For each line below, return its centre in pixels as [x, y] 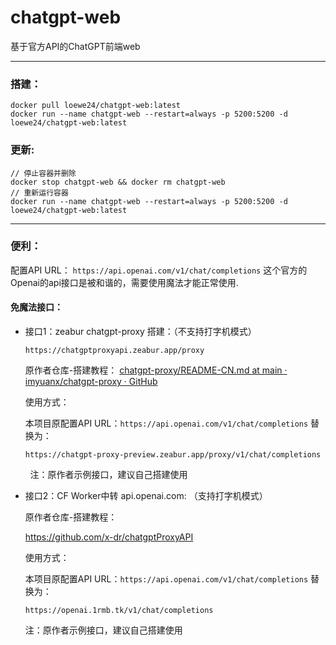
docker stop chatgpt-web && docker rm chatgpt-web [118, 182]
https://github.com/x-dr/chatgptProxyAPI [109, 537]
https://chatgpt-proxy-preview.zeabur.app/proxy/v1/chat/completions [173, 455]
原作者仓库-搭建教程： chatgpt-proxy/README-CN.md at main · [156, 370]
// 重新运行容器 [39, 192]
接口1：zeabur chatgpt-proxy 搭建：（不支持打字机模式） [140, 332]
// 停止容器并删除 [43, 173]
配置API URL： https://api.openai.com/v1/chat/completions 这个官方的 [159, 270]
